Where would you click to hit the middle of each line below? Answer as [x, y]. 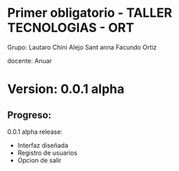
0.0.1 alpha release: [35, 132]
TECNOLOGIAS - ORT [71, 28]
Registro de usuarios [47, 153]
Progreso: [29, 115]
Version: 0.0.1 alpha [66, 89]
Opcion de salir [39, 160]
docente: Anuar [30, 60]
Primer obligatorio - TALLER [90, 13]
